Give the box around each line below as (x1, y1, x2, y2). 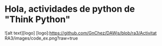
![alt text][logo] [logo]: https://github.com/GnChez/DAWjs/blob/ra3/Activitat (4, 30, 157, 36)
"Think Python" (4, 14, 71, 25)
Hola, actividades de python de (4, 3, 135, 15)
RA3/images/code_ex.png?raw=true (4, 35, 78, 41)
